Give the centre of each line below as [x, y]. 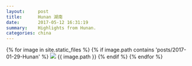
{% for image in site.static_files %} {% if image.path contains [80, 50]
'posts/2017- [171, 50]
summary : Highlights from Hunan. [51, 28]
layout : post [27, 11]
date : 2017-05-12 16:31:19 [47, 22]
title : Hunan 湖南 [35, 17]
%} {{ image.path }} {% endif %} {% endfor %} [102, 57]
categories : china [29, 33]
